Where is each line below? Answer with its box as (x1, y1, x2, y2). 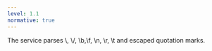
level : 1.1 (7, 10, 39, 17)
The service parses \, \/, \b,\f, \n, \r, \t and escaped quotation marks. (7, 36, 206, 44)
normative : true (7, 17, 55, 24)
